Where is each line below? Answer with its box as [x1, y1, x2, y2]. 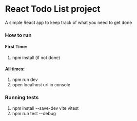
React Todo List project [5, 3, 101, 15]
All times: [5, 66, 25, 72]
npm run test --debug [12, 110, 56, 116]
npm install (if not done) [12, 55, 60, 60]
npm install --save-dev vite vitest [12, 105, 79, 111]
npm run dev [12, 77, 38, 82]
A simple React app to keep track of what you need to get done [5, 20, 132, 25]
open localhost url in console [12, 82, 71, 88]
